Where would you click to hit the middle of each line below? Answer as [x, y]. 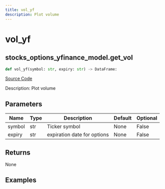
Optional [147, 118]
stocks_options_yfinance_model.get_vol [69, 58]
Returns [18, 152]
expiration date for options [78, 134]
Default [123, 118]
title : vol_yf [20, 10]
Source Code [19, 78]
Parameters [24, 104]
